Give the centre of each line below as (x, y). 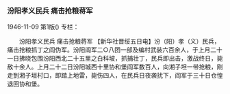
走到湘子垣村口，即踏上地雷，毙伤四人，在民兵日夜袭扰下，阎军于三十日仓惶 (115, 76)
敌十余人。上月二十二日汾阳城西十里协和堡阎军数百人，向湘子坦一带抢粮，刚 (115, 67)
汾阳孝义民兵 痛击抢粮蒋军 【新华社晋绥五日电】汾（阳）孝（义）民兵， (119, 42)
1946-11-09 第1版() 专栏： (43, 27)
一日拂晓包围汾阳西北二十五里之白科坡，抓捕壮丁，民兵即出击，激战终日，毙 (115, 59)
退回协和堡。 (25, 84)
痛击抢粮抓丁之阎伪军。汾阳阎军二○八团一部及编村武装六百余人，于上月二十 (115, 50)
